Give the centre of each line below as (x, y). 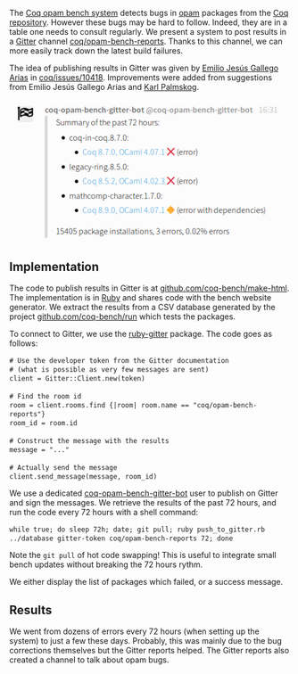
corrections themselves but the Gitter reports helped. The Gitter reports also (149, 650)
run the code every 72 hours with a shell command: (104, 513)
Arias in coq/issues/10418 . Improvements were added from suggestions (141, 78)
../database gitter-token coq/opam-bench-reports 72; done (121, 538)
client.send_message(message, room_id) (83, 477)
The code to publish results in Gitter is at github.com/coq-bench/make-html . (149, 288)
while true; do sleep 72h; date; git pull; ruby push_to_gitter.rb (137, 530)
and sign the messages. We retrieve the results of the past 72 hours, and (143, 503)
